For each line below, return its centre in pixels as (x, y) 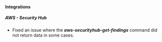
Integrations (18, 7)
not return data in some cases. (43, 35)
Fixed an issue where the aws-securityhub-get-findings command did (85, 30)
